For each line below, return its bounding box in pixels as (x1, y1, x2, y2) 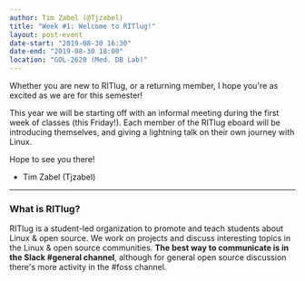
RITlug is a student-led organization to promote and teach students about (9, 223, 284, 234)
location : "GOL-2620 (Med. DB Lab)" (9, 55, 148, 64)
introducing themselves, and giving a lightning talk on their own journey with (9, 127, 295, 137)
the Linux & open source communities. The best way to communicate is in (9, 242, 290, 254)
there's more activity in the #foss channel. (9, 262, 167, 273)
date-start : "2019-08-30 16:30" (9, 38, 132, 48)
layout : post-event (9, 30, 84, 39)
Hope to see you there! (9, 154, 95, 164)
